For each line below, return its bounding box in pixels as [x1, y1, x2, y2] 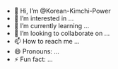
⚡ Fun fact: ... [13, 55, 53, 63]
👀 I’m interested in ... [13, 14, 74, 23]
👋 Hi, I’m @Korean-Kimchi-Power [13, 7, 111, 15]
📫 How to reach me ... [13, 37, 80, 45]
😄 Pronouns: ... [13, 47, 60, 56]
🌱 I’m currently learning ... [13, 22, 90, 30]
